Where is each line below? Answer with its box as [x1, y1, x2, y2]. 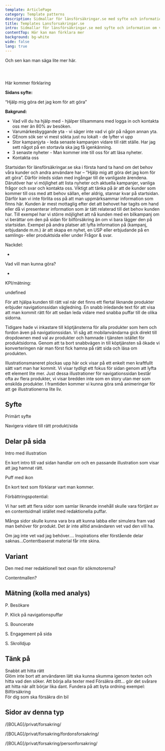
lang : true [5, 44, 27, 49]
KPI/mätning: [5, 280, 31, 286]
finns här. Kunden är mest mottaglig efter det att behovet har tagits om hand [5, 200, 159, 207]
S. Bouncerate [5, 621, 34, 627]
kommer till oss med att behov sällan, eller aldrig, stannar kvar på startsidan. [5, 190, 160, 196]
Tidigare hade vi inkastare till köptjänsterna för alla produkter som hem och [5, 324, 157, 330]
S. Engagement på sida [5, 631, 52, 637]
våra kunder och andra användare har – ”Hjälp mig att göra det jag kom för [5, 169, 156, 175]
